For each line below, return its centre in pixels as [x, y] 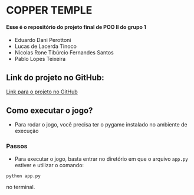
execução [27, 131]
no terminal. [21, 187]
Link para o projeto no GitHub [42, 92]
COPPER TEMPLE [49, 10]
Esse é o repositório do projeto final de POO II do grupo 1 [76, 27]
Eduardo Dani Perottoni [43, 40]
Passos [17, 146]
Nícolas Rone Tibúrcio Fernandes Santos [64, 53]
